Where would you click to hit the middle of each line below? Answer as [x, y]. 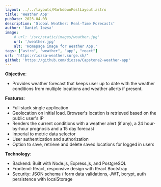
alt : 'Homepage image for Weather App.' [56, 46]
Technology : [18, 154]
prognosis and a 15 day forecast [62, 129]
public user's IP [28, 118]
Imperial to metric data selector [44, 134]
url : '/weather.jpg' [35, 42]
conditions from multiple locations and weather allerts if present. [78, 89]
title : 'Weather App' [27, 14]
